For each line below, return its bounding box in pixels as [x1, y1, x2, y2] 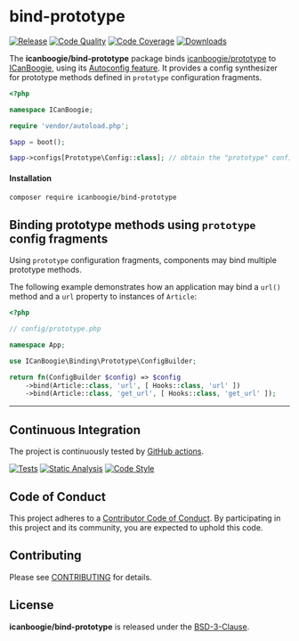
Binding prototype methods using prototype [9, 217, 256, 233]
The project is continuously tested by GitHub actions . [9, 446, 205, 456]
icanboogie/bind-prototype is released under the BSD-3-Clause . [9, 621, 250, 632]
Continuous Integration [9, 422, 141, 438]
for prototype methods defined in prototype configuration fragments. [9, 71, 263, 82]
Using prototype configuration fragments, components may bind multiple [9, 255, 278, 266]
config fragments [9, 231, 109, 246]
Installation [9, 172, 52, 184]
